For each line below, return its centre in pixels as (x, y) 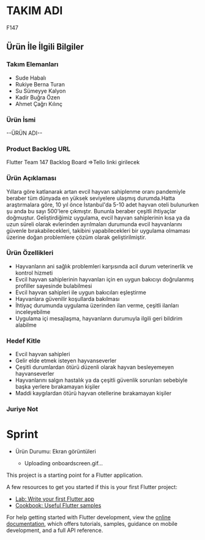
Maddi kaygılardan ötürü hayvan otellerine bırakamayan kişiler (93, 394)
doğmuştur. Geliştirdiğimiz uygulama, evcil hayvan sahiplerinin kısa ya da (98, 218)
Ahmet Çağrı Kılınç (39, 104)
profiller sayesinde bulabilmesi (54, 286)
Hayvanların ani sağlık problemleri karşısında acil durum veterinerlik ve (104, 266)
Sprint (22, 434)
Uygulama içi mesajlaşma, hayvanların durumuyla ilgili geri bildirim (99, 318)
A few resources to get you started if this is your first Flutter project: (92, 487)
